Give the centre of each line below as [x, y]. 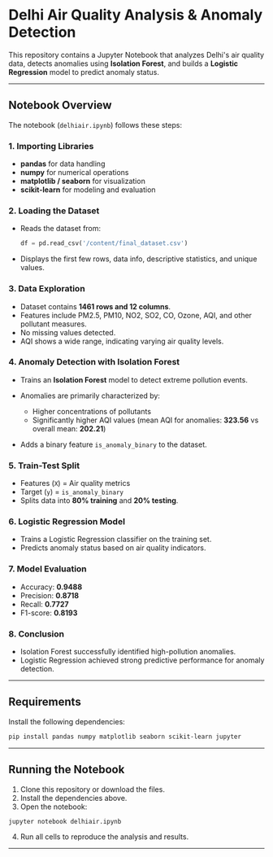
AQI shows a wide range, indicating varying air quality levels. [122, 341]
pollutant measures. [53, 324]
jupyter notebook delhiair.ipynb [65, 821]
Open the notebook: [54, 807]
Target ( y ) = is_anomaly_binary [72, 492]
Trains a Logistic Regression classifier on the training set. [116, 540]
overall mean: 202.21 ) [69, 428]
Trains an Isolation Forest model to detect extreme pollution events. [134, 379]
